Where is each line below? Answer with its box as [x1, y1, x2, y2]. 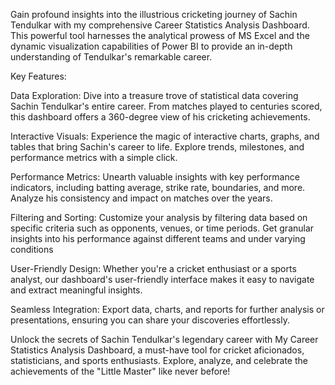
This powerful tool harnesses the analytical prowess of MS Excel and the [10, 30, 310, 41]
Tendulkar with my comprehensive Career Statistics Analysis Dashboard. [10, 19, 310, 31]
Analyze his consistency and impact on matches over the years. [10, 192, 273, 204]
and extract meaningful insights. [10, 284, 143, 296]
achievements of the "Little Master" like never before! [10, 365, 231, 377]
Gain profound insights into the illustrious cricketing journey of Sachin [10, 9, 298, 20]
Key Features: [10, 70, 67, 82]
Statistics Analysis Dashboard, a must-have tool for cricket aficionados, [10, 344, 305, 356]
